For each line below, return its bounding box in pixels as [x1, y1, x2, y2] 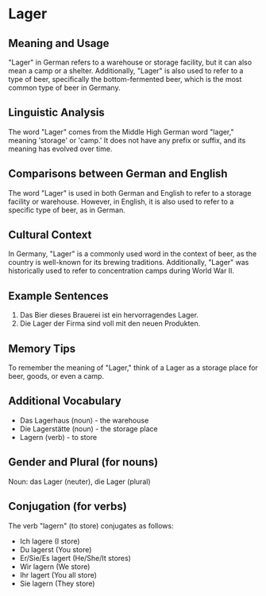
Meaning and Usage [8, 37, 110, 50]
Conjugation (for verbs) [8, 500, 127, 513]
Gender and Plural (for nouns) [8, 455, 159, 469]
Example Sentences [8, 289, 109, 302]
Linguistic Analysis [8, 106, 105, 119]
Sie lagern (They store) [19, 578, 95, 588]
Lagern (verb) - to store [19, 432, 98, 442]
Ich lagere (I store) [19, 536, 81, 546]
